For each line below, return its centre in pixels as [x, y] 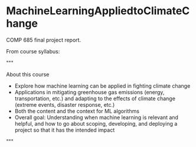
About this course [28, 74]
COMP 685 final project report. [44, 40]
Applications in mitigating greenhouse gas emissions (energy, [89, 92]
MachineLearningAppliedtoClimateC [98, 11]
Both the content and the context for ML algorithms [77, 111]
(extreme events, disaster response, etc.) [65, 104]
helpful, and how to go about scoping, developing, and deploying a [96, 123]
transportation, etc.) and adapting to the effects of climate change [95, 98]
